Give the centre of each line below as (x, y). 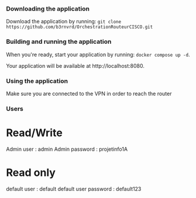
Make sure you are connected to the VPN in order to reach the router (89, 93)
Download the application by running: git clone (64, 22)
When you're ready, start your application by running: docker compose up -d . (98, 54)
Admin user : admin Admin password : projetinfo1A (67, 149)
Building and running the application (59, 41)
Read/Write (34, 133)
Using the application (37, 81)
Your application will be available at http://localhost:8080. (75, 65)
